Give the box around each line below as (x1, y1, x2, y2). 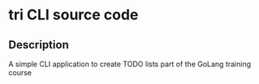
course (8, 68, 32, 78)
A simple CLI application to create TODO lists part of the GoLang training (8, 59, 252, 69)
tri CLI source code (8, 6, 139, 24)
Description (8, 38, 69, 52)
